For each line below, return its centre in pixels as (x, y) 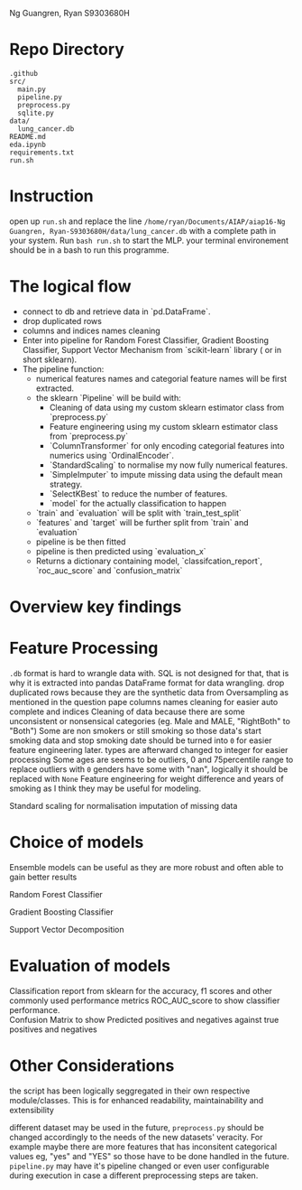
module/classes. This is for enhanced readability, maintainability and (137, 1100)
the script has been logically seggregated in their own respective (130, 1091)
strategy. (66, 484)
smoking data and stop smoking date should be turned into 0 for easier (141, 740)
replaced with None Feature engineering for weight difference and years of (146, 778)
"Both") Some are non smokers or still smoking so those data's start (135, 730)
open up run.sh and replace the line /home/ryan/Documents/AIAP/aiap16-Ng (147, 221)
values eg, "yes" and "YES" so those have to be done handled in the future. (150, 1156)
